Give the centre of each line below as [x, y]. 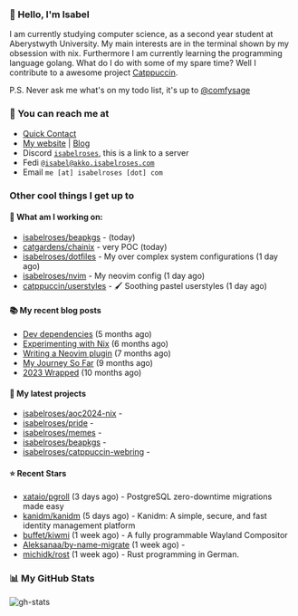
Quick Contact [49, 133]
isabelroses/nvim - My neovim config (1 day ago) [114, 275]
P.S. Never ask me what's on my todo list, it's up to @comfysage [130, 91]
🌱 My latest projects [48, 393]
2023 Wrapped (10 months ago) [82, 372]
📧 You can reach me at [59, 114]
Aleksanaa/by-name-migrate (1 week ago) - [104, 545]
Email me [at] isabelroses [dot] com [92, 172]
